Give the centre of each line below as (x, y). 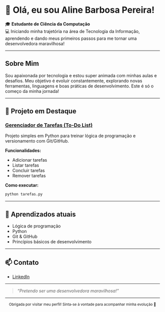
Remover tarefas (29, 176)
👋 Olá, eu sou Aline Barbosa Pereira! (80, 10)
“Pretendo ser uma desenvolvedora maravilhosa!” (68, 291)
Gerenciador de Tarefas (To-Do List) (49, 125)
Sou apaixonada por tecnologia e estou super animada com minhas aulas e (81, 75)
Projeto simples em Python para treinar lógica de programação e (70, 136)
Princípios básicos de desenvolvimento (52, 242)
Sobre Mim (22, 64)
